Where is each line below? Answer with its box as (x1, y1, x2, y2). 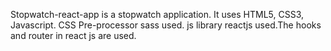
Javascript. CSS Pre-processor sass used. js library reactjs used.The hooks (10, 19, 322, 31)
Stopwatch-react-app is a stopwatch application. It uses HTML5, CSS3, (10, 9, 305, 20)
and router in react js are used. (10, 30, 137, 41)
